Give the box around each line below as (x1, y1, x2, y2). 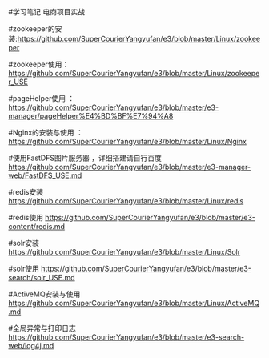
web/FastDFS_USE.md (8, 171, 82, 180)
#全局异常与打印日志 (8, 324, 76, 332)
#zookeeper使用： (8, 59, 70, 69)
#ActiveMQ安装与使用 (8, 289, 81, 299)
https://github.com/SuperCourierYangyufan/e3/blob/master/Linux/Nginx (8, 137, 247, 146)
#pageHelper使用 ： (8, 94, 75, 103)
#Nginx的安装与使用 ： (8, 127, 84, 137)
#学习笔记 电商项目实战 (8, 7, 86, 16)
